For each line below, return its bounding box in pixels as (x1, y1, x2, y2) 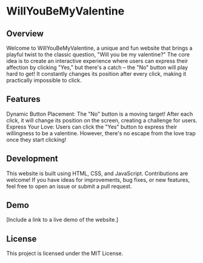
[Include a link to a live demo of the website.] (6, 216, 119, 224)
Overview (6, 28, 44, 39)
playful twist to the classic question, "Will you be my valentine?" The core (6, 51, 190, 58)
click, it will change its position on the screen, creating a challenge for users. (6, 116, 198, 124)
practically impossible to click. (6, 77, 82, 84)
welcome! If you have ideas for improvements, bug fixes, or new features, (6, 176, 190, 183)
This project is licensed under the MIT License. (6, 250, 124, 257)
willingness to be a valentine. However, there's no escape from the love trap (6, 129, 196, 137)
